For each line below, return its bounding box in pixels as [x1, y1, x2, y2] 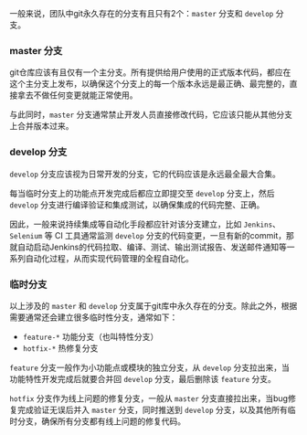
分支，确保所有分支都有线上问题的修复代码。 [16, 415, 185, 427]
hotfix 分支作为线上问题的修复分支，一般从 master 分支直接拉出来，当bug [9, 392, 289, 404]
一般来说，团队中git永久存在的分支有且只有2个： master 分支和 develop [9, 8, 274, 18]
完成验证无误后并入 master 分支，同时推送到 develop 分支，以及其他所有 [16, 404, 288, 415]
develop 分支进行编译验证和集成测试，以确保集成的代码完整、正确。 [9, 199, 265, 210]
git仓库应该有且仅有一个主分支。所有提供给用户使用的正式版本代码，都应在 [9, 67, 291, 78]
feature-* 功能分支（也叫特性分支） [22, 331, 159, 342]
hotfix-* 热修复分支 [22, 342, 99, 354]
